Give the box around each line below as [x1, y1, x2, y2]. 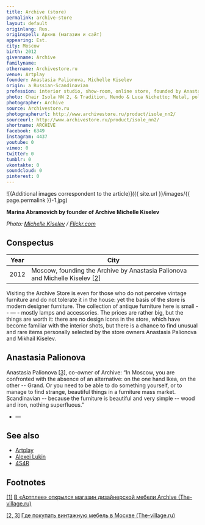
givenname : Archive [6, 54, 56, 60]
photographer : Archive [6, 99, 64, 105]
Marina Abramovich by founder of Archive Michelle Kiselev [6, 209, 160, 215]
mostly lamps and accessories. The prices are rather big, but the [21, 309, 184, 316]
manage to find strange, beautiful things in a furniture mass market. [6, 388, 176, 395]
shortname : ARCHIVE [6, 123, 56, 129]
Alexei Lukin [15, 453, 46, 460]
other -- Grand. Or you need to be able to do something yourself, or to [6, 382, 182, 389]
